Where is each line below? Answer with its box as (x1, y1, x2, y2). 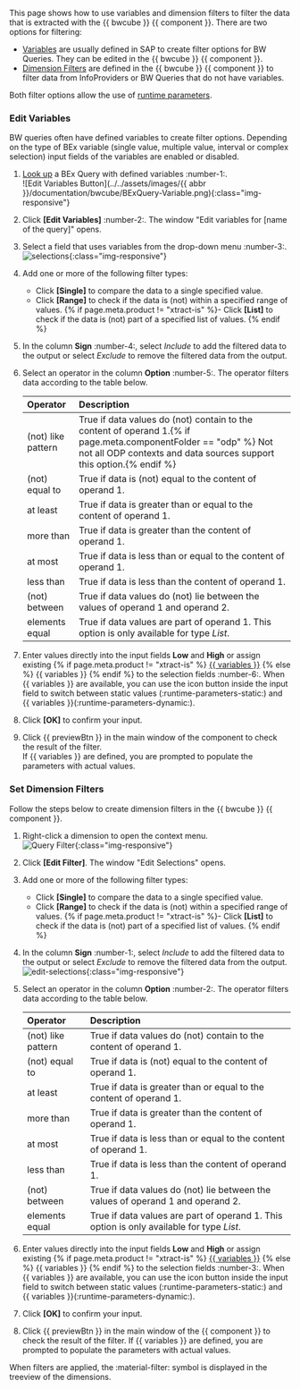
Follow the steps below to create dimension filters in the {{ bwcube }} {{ (9, 803, 273, 814)
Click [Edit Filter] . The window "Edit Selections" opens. (21, 857, 226, 868)
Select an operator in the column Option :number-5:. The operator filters (21, 368, 289, 378)
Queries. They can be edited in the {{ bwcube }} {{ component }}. (21, 54, 263, 64)
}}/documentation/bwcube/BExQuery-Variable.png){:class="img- (21, 188, 262, 199)
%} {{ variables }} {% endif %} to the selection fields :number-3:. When (21, 1262, 285, 1273)
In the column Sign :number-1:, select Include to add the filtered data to (21, 947, 285, 958)
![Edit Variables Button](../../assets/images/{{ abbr (21, 178, 207, 189)
